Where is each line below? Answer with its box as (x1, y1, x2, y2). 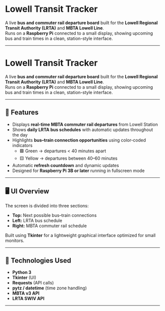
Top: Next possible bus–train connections (12, 212, 97, 218)
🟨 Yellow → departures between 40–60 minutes (19, 155, 118, 161)
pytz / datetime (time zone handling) (12, 285, 87, 291)
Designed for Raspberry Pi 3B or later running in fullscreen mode (12, 168, 145, 173)
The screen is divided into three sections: (5, 203, 89, 208)
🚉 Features (5, 108, 39, 117)
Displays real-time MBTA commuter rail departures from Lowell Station (12, 121, 158, 127)
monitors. (5, 238, 25, 243)
